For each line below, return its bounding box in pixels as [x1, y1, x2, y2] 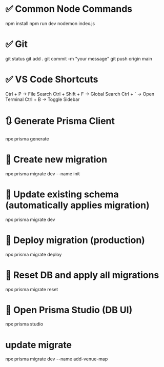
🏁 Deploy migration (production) [5, 234, 145, 246]
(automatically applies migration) [5, 199, 150, 211]
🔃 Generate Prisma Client [5, 115, 115, 127]
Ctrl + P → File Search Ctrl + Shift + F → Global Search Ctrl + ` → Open [5, 91, 155, 97]
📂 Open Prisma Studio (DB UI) [5, 304, 133, 316]
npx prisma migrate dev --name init [5, 170, 80, 177]
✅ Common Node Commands [5, 3, 133, 15]
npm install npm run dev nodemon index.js [5, 20, 95, 26]
